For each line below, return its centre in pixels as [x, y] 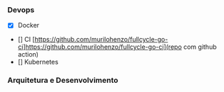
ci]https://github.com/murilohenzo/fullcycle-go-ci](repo [100, 47]
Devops [21, 10]
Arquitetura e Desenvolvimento [63, 81]
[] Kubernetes [38, 62]
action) [28, 54]
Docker [29, 25]
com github [200, 47]
